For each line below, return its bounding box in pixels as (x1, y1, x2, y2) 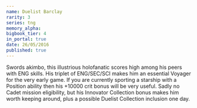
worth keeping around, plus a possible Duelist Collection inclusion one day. (6, 95, 190, 102)
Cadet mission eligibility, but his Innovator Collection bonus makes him (6, 88, 179, 96)
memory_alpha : (6, 25, 42, 31)
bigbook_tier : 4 (6, 31, 46, 37)
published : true (6, 47, 46, 53)
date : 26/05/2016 (6, 42, 49, 48)
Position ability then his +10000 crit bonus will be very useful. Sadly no (6, 82, 180, 90)
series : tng (6, 20, 36, 26)
